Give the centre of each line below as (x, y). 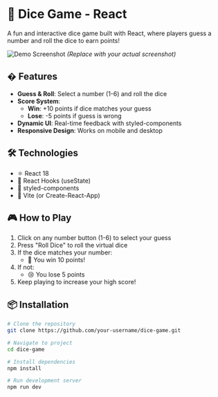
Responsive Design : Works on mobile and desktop (90, 130)
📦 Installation (38, 305)
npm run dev (24, 387)
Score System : (39, 101)
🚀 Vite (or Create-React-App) (58, 195)
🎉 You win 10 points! (56, 260)
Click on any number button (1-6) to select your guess (94, 238)
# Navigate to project (40, 343)
